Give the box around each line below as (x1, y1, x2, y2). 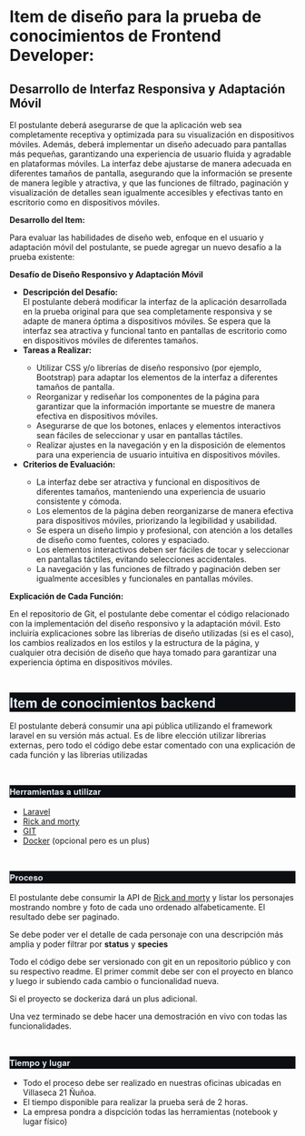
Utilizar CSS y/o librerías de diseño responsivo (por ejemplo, (35, 362, 261, 373)
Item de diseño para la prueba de (9, 6, 261, 27)
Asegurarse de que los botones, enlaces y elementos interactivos (35, 420, 281, 431)
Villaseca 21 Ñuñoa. (22, 1087, 97, 1098)
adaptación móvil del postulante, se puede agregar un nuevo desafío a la (9, 242, 281, 252)
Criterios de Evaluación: (22, 459, 116, 469)
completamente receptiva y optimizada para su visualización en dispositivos (9, 129, 295, 140)
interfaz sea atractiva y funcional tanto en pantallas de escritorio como (22, 326, 288, 336)
